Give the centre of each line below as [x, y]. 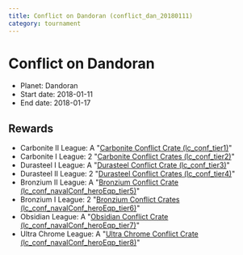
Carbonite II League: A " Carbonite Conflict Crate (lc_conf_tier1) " [126, 148]
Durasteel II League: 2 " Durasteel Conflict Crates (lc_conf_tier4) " [128, 174]
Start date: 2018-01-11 [56, 95]
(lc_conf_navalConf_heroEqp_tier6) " [80, 208]
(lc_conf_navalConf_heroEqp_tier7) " [80, 225]
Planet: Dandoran [49, 86]
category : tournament [45, 23]
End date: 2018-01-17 [55, 103]
